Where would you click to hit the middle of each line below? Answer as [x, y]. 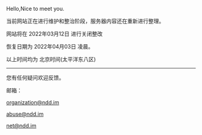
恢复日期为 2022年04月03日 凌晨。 [50, 46]
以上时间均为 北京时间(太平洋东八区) [51, 59]
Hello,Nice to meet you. [35, 9]
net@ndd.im [21, 126]
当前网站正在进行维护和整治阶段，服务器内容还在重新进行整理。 [85, 21]
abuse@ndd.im [25, 114]
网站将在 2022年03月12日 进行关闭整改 [55, 34]
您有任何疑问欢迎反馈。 [35, 78]
